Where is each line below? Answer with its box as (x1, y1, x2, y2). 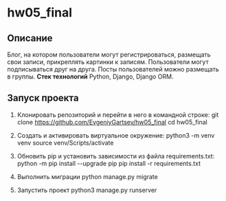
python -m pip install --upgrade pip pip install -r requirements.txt (16, 159, 201, 167)
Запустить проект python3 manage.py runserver (16, 186, 157, 194)
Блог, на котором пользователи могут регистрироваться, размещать (7, 50, 211, 59)
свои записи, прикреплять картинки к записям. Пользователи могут (7, 58, 209, 66)
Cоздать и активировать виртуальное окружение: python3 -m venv (16, 131, 215, 139)
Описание (7, 32, 53, 44)
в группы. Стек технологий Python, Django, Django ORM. (7, 72, 174, 81)
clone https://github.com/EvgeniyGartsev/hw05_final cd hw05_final (16, 118, 207, 126)
